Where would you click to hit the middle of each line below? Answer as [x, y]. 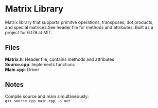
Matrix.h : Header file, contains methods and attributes [60, 59]
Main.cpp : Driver [22, 69]
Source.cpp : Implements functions [40, 64]
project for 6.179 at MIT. [29, 32]
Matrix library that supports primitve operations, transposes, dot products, [79, 22]
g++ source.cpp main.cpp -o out [38, 101]
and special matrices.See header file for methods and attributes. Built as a [79, 27]
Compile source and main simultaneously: [47, 96]
